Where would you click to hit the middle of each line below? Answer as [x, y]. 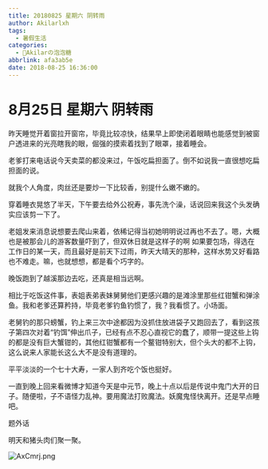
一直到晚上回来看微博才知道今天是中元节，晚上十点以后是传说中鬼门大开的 [130, 386]
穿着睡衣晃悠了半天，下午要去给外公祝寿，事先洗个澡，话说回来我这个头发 [130, 204]
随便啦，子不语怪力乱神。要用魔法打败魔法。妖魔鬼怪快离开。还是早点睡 [141, 395]
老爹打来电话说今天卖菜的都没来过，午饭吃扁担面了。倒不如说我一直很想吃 [130, 160]
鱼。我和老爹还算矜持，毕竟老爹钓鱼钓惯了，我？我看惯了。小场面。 [120, 305]
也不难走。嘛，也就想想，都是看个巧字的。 [78, 261]
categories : [28, 46]
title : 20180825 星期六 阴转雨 [57, 16]
